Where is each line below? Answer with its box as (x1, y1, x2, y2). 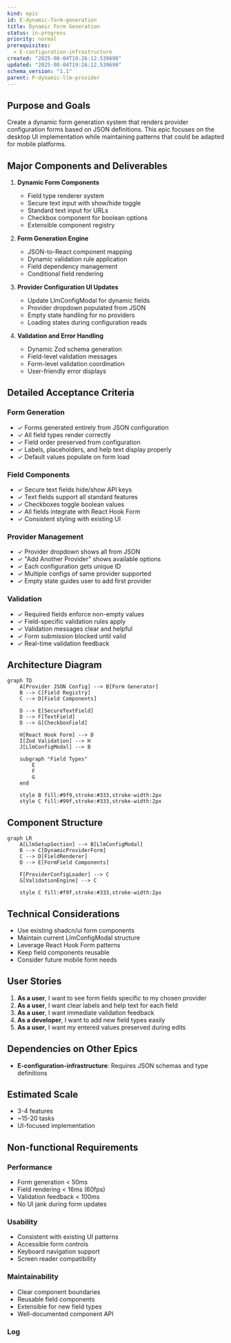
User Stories (7, 976, 62, 987)
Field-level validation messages (27, 352, 117, 361)
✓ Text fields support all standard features (17, 492, 138, 501)
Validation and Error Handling (17, 332, 104, 340)
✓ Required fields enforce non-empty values (17, 609, 145, 618)
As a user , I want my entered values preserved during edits (17, 1023, 186, 1031)
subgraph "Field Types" (19, 756, 88, 763)
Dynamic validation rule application (27, 255, 128, 263)
